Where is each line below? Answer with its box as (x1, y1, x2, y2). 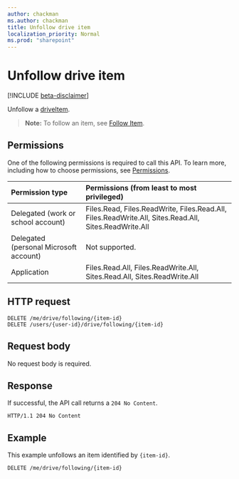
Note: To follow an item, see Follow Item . (24, 119, 145, 128)
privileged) (85, 192, 124, 202)
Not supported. (85, 242, 137, 252)
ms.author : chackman (7, 17, 69, 24)
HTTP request (7, 296, 71, 308)
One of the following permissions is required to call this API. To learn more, (7, 158, 227, 167)
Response (7, 379, 53, 392)
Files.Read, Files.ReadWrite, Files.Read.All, (85, 204, 227, 214)
